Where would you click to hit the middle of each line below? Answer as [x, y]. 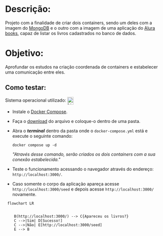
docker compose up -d [34, 145]
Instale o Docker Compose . [40, 112]
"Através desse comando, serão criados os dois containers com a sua [84, 154]
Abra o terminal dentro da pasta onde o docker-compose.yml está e [80, 131]
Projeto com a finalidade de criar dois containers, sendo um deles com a [79, 23]
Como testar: [26, 88]
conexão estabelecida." [36, 159]
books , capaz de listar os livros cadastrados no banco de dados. [71, 33]
